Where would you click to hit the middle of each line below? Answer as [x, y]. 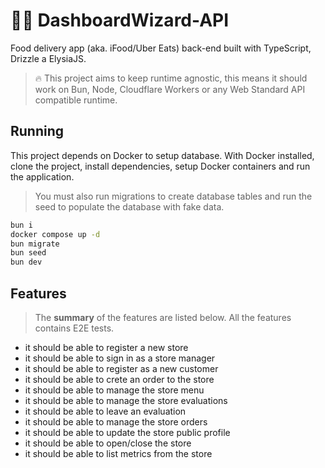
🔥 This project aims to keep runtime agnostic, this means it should [171, 78]
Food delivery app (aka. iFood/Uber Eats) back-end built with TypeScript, [161, 48]
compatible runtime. [76, 100]
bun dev [26, 262]
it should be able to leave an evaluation [105, 411]
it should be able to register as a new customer [121, 368]
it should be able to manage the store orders [116, 421]
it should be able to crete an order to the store [119, 379]
